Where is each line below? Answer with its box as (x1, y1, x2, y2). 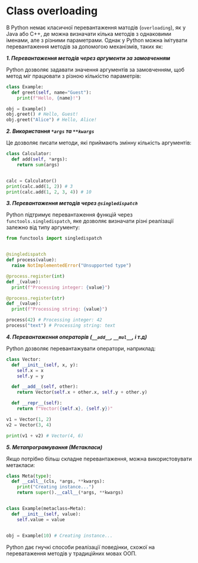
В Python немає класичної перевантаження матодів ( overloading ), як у (6, 24, 186, 31)
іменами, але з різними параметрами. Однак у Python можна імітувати (6, 36, 188, 44)
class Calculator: (6, 151, 52, 157)
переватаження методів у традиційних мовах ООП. (6, 550, 137, 557)
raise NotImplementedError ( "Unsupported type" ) (11, 262, 132, 269)
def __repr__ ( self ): (11, 400, 62, 406)
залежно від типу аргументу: (6, 224, 80, 231)
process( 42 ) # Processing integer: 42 (6, 317, 102, 323)
